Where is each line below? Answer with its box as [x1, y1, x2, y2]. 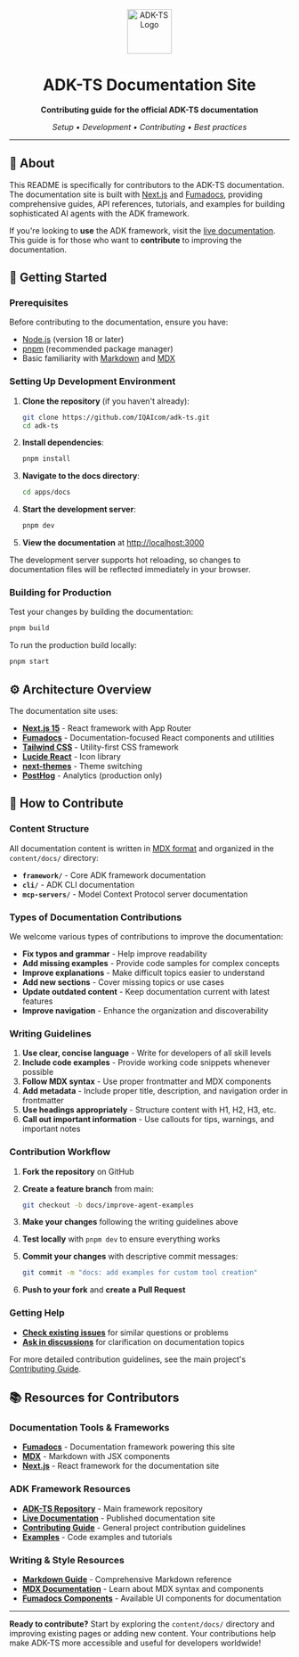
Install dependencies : [21, 437, 104, 448]
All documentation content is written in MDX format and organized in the [9, 842, 274, 854]
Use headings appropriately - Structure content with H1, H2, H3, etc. [21, 1104, 277, 1115]
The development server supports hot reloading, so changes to [9, 554, 241, 565]
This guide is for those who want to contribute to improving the [9, 234, 243, 245]
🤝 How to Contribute [9, 796, 125, 811]
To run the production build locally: [9, 640, 138, 651]
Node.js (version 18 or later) [21, 334, 125, 345]
